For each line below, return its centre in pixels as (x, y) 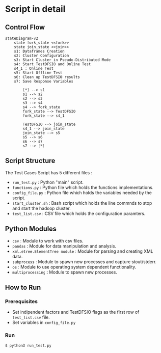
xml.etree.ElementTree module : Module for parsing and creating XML (83, 251)
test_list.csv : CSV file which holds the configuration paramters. (79, 213)
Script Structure (30, 161)
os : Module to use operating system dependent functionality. (74, 267)
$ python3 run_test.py (28, 345)
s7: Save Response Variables (44, 81)
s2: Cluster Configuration (41, 55)
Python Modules (31, 229)
